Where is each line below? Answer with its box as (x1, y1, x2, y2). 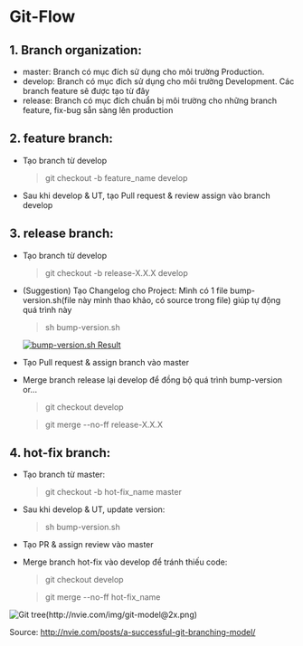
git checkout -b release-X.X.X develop (44, 267, 188, 278)
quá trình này (22, 304, 72, 315)
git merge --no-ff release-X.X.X (44, 419, 163, 430)
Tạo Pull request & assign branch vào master (22, 356, 190, 367)
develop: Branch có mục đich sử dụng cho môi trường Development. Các (22, 76, 295, 87)
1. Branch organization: (9, 43, 142, 58)
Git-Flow (9, 6, 76, 27)
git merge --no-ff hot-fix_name (44, 592, 161, 603)
